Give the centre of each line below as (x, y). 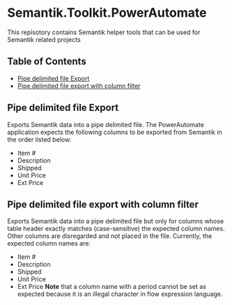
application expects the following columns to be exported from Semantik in (115, 132)
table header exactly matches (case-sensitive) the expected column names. (116, 229)
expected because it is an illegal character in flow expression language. (120, 294)
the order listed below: (39, 139)
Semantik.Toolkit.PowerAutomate (107, 13)
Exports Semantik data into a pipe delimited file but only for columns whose (116, 221)
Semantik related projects (44, 39)
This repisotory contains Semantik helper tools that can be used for (104, 32)
